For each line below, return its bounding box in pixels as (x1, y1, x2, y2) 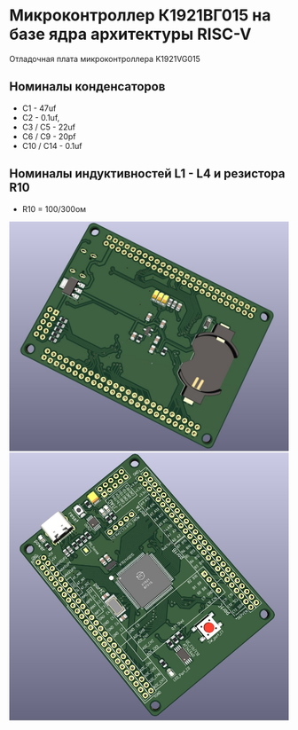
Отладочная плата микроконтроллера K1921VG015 (9, 53, 201, 64)
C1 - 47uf (21, 103, 57, 114)
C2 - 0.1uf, (21, 112, 60, 122)
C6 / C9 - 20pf (21, 130, 76, 142)
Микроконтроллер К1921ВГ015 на (9, 5, 271, 26)
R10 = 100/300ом (21, 203, 87, 214)
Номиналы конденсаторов (9, 79, 166, 94)
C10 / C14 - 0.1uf (21, 140, 82, 151)
